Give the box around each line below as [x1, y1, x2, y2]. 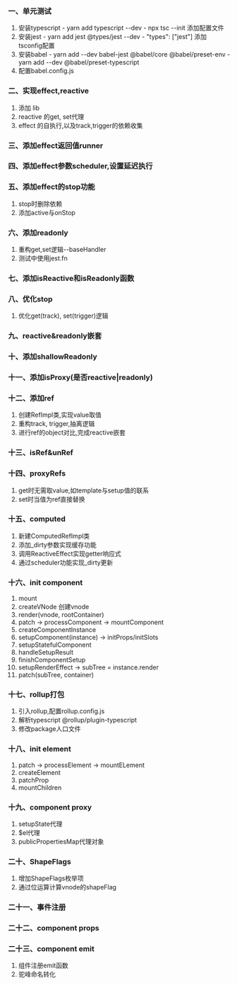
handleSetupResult [18, 648, 73, 657]
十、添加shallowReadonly [8, 352, 97, 362]
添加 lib [18, 103, 40, 112]
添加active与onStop [18, 208, 76, 217]
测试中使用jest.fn [18, 254, 68, 263]
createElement [18, 768, 61, 776]
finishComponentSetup [18, 656, 86, 664]
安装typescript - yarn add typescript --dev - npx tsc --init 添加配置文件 [18, 23, 224, 33]
